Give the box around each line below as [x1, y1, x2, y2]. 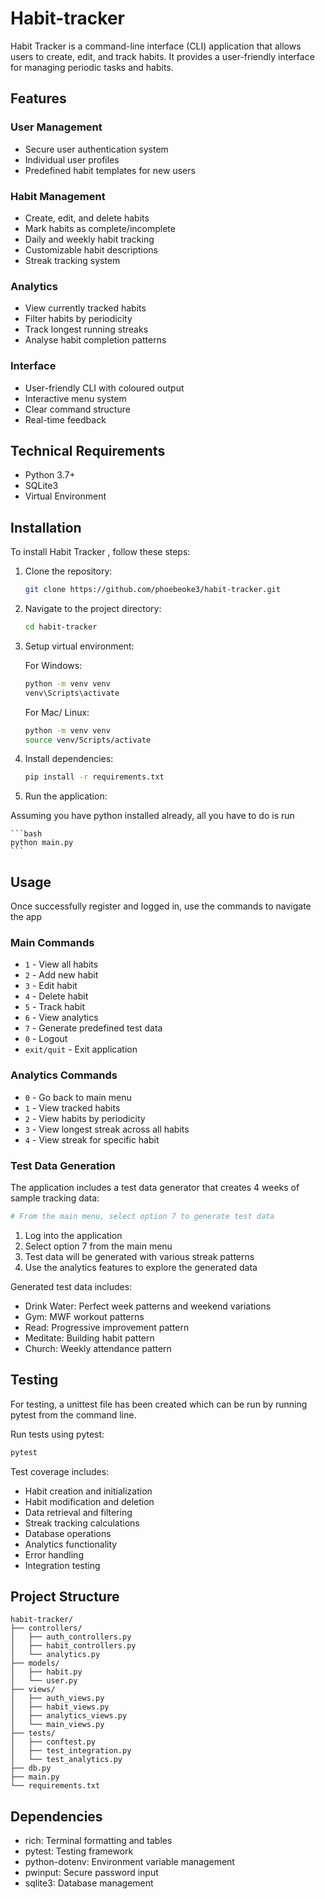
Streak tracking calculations [24, 1517, 140, 1529]
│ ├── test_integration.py [10, 1746, 132, 1756]
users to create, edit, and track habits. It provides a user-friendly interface [10, 50, 315, 62]
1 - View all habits [24, 958, 99, 971]
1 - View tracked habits [24, 1102, 121, 1114]
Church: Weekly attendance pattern [24, 1342, 172, 1354]
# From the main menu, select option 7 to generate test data [10, 1211, 275, 1221]
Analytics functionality [24, 1538, 118, 1550]
